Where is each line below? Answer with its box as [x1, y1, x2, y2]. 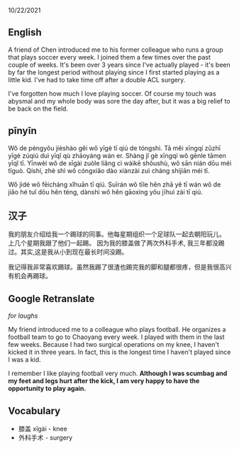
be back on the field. [8, 104, 69, 113]
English [8, 26, 42, 38]
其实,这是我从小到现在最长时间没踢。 [20, 248, 128, 256]
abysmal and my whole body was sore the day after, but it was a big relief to [8, 96, 230, 105]
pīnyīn [8, 125, 38, 137]
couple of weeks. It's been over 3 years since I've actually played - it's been [8, 60, 230, 69]
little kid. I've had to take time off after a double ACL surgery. [8, 75, 186, 84]
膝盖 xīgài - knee [18, 425, 68, 433]
